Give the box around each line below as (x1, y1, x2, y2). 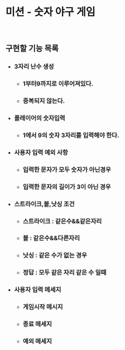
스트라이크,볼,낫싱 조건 (13, 200, 75, 208)
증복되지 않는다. (22, 97, 65, 105)
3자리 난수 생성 (13, 63, 54, 71)
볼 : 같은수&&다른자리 (22, 234, 80, 242)
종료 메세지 (22, 320, 52, 328)
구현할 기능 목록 (5, 43, 59, 53)
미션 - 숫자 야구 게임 (5, 5, 96, 19)
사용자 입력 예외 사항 (13, 148, 68, 156)
